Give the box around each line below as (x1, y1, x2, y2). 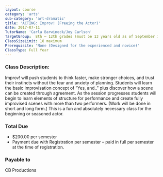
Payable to (5, 156, 31, 163)
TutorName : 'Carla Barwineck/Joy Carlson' (5, 30, 92, 34)
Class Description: (5, 64, 50, 70)
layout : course (5, 7, 36, 12)
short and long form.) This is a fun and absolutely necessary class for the (5, 105, 151, 112)
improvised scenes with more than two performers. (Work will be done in (5, 100, 151, 106)
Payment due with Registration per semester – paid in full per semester (12, 139, 154, 145)
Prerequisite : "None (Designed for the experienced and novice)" (5, 43, 140, 48)
